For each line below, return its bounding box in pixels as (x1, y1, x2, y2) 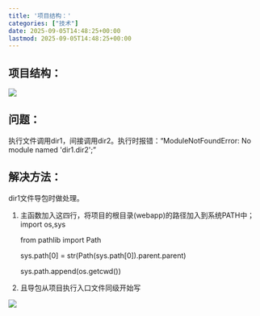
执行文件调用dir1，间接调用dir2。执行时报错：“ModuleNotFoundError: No (8, 135, 252, 145)
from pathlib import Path (19, 235, 102, 244)
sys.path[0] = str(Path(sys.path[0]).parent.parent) (19, 251, 187, 260)
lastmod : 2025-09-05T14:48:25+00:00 (8, 34, 132, 43)
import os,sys (19, 219, 66, 229)
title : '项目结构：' (8, 11, 71, 20)
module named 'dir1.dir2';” (8, 144, 97, 154)
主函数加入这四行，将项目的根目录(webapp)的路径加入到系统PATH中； (19, 210, 254, 220)
